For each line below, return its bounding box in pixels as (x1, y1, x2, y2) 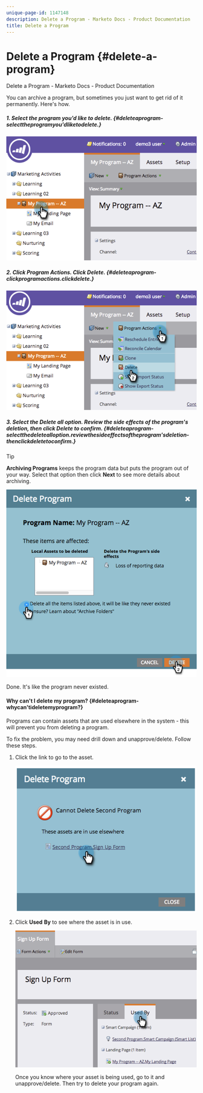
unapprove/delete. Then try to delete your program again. (14, 1080, 159, 1088)
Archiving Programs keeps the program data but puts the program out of (6, 464, 189, 472)
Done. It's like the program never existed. (6, 683, 109, 690)
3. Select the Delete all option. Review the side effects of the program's (6, 418, 188, 426)
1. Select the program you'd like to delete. (6, 114, 112, 121)
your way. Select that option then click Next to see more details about (6, 471, 180, 478)
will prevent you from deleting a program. (6, 723, 109, 730)
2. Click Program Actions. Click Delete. (6, 269, 106, 276)
